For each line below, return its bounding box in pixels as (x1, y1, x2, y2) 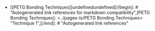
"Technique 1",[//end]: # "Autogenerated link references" (10, 20, 129, 26)
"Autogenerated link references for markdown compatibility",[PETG (10, 9, 150, 15)
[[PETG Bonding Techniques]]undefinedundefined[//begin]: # (10, 4, 138, 10)
